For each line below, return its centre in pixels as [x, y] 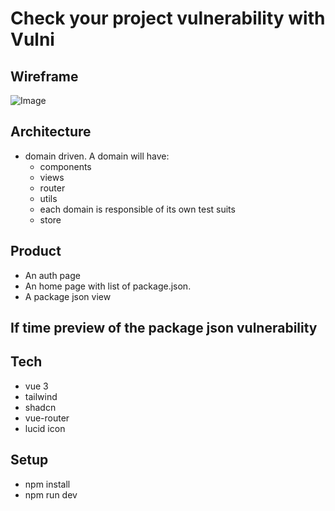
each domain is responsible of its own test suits [137, 209]
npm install [47, 484]
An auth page [52, 275]
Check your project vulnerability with [168, 18]
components [65, 166]
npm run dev [51, 494]
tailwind [41, 396]
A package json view [68, 296]
